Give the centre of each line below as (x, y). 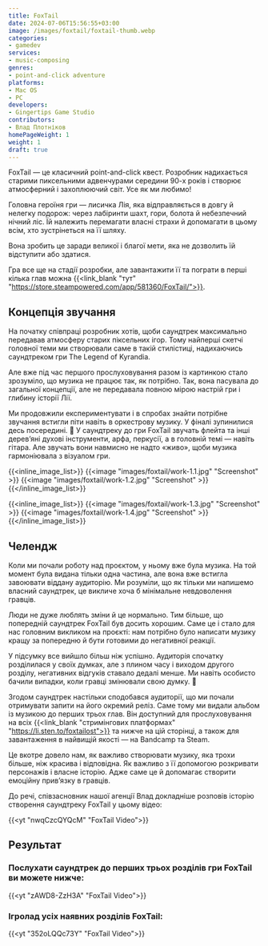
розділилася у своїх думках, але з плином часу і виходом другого (121, 664)
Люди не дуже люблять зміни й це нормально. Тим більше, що (116, 615)
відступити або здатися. (50, 255)
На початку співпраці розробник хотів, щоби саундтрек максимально (128, 331)
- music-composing (39, 61)
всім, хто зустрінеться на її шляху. (67, 230)
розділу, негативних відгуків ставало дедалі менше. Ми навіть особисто (132, 673)
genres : (21, 68)
